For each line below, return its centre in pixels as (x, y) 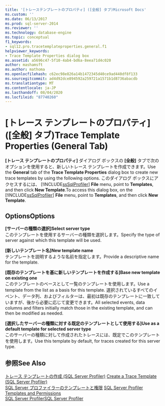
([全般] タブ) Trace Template (62, 135)
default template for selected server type (48, 329)
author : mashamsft (24, 65)
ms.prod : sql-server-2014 (32, 23)
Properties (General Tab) (57, 146)
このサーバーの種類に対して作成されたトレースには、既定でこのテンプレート (82, 335)
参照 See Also (25, 363)
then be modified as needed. (34, 313)
